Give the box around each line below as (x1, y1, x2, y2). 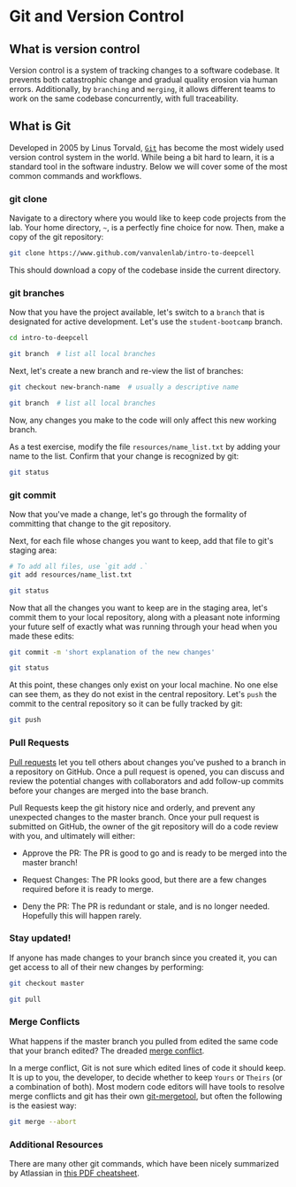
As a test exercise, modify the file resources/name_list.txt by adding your (9, 441, 281, 452)
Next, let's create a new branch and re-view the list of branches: (9, 366, 244, 376)
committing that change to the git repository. (9, 518, 171, 529)
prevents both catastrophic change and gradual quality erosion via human (9, 74, 278, 85)
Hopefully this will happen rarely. (21, 910, 142, 920)
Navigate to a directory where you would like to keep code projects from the (9, 213, 286, 223)
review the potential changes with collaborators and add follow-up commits (9, 775, 285, 786)
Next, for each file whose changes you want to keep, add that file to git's (9, 535, 274, 546)
